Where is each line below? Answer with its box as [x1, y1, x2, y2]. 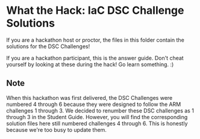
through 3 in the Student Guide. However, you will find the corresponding [6, 113, 188, 120]
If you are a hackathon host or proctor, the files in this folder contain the [6, 36, 185, 43]
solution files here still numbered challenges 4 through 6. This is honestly [6, 120, 188, 127]
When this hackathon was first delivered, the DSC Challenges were [6, 94, 173, 101]
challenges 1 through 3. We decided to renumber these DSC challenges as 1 [6, 107, 195, 114]
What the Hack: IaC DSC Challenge [6, 4, 184, 17]
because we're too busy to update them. [6, 126, 107, 133]
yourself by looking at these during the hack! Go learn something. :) [6, 61, 174, 68]
